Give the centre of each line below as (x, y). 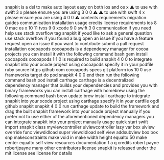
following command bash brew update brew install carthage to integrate (78, 96)
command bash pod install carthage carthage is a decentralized (69, 80)
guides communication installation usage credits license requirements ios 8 (81, 23)
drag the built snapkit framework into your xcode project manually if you (78, 111)
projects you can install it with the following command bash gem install (76, 54)
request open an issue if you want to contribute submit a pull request (75, 43)
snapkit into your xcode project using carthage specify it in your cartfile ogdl (82, 101)
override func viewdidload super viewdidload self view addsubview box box (82, 132)
